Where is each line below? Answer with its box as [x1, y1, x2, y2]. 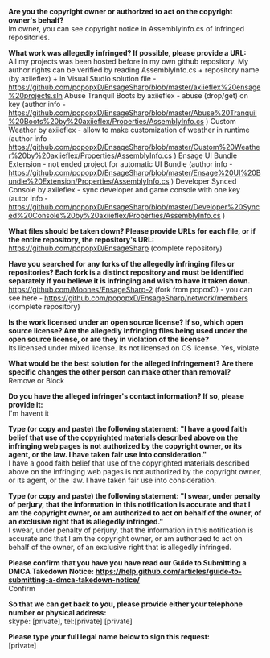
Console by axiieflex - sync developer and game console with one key [8, 185, 241, 194]
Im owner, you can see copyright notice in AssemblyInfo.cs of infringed [8, 24, 245, 33]
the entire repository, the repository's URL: [8, 235, 155, 244]
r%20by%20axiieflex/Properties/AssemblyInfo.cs [8, 151, 173, 160]
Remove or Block [8, 376, 65, 385]
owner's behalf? [8, 15, 64, 25]
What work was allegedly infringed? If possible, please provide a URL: [8, 48, 247, 57]
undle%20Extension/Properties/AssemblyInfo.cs [8, 176, 170, 186]
